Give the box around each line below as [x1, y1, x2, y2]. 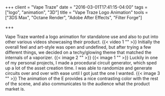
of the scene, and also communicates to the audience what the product [5, 81, 150, 87]
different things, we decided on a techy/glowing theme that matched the [5, 49, 152, 55]
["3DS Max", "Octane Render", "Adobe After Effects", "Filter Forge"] [5, 15, 142, 20]
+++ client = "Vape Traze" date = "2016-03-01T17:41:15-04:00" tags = [5, 4, 148, 10]
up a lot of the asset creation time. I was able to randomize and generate [5, 65, 153, 71]
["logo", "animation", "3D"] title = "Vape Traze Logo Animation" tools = [5, 9, 148, 15]
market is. [5, 86, 26, 92]
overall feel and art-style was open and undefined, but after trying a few [5, 44, 151, 50]
